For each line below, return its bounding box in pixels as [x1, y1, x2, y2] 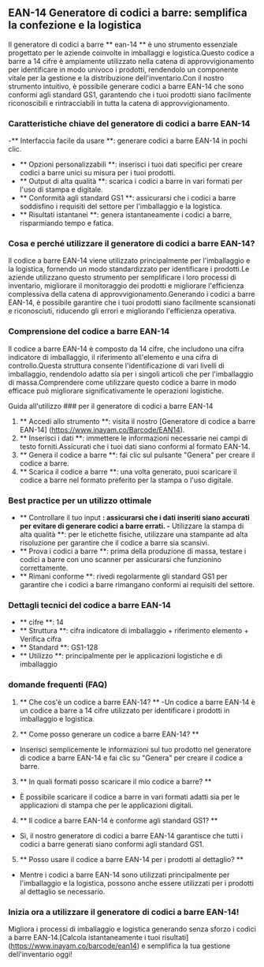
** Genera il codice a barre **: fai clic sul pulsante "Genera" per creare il [19, 450, 255, 459]
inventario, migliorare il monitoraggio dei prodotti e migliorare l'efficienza [8, 281, 244, 290]
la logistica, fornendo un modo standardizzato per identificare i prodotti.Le [8, 264, 250, 274]
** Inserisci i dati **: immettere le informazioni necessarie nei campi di [19, 433, 248, 443]
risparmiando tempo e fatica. [19, 219, 114, 228]
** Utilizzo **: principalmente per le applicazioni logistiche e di [19, 651, 223, 661]
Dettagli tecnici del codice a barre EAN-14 [8, 599, 172, 610]
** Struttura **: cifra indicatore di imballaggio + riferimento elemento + [19, 626, 249, 635]
